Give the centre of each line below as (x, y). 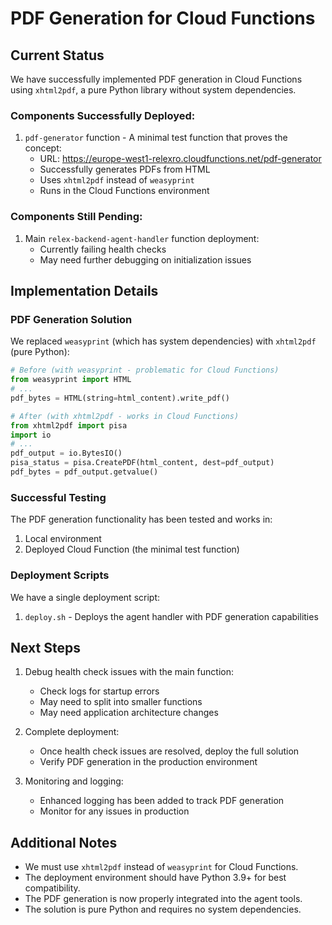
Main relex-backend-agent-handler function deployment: (142, 238)
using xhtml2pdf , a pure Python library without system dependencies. (153, 90)
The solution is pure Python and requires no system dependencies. (163, 909)
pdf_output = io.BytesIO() (66, 453)
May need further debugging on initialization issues (145, 259)
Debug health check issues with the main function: (129, 672)
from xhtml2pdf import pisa (69, 425)
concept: (43, 148)
